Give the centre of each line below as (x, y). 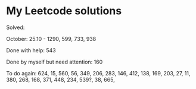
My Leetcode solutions (64, 11)
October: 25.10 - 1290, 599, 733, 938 (51, 39)
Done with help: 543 (31, 50)
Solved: (15, 27)
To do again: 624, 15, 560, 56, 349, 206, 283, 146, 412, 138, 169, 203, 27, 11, (98, 73)
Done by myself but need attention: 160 (55, 62)
